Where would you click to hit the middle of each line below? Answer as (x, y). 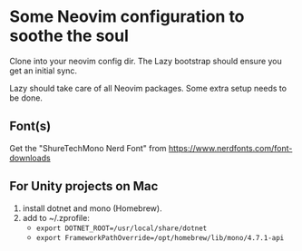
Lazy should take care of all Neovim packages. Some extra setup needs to (148, 88)
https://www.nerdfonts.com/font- (230, 148)
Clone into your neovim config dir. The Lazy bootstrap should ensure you (146, 61)
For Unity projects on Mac (84, 186)
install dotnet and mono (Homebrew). (92, 208)
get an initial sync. (44, 71)
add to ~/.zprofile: (56, 217)
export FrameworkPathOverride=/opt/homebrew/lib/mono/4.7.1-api (160, 237)
